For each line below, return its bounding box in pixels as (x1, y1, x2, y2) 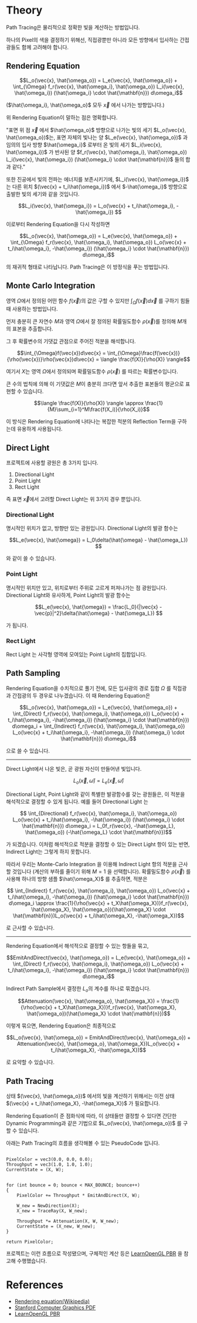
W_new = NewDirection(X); (16, 1203, 80, 1209)
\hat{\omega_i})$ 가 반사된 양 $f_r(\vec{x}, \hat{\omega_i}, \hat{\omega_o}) (6, 148, 188, 155)
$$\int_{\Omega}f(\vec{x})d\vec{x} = (16, 350, 107, 357)
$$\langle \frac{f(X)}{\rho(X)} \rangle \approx (34, 400, 144, 407)
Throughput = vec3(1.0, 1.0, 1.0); (6, 1162, 93, 1168)
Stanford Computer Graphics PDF (14, 1304, 96, 1311)
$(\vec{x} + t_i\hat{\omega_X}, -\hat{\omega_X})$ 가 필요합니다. (6, 1100, 160, 1107)
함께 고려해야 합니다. (21, 44, 69, 51)
